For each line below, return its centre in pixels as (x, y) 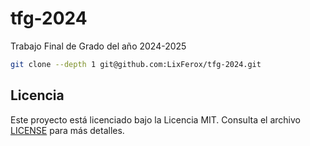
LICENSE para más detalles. (67, 130)
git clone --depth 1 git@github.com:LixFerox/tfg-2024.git (136, 64)
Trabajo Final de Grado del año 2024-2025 (98, 46)
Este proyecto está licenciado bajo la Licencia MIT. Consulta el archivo (155, 119)
